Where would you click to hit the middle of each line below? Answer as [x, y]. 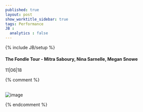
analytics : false [29, 33]
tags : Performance [24, 24]
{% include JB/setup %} [30, 47]
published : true [22, 10]
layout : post [19, 15]
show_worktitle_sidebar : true [37, 19]
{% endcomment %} [26, 105]
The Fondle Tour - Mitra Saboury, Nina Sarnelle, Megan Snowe [71, 59]
